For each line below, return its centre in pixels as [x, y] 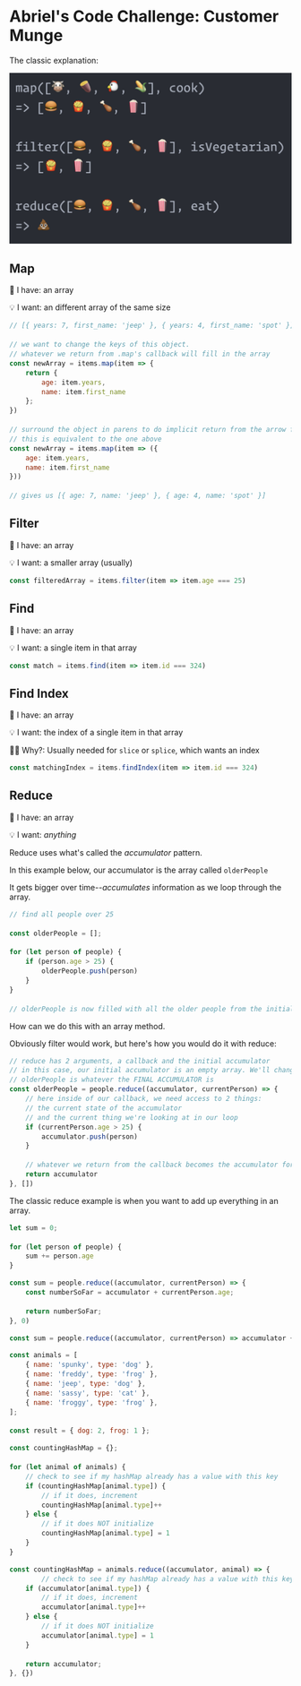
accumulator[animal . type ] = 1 [98, 1635]
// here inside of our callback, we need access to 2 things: [144, 1099]
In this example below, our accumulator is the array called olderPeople [139, 870]
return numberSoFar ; [64, 1311]
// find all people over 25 [62, 914]
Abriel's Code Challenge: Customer [144, 17]
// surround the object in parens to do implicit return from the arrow [148, 430]
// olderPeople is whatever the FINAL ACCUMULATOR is [112, 1080]
